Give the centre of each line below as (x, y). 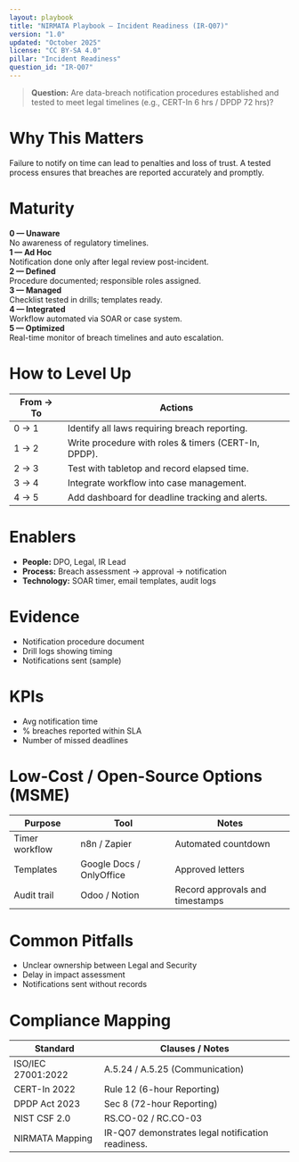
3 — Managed (36, 290)
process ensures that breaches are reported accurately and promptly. (137, 172)
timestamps (199, 901)
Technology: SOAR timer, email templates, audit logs (119, 580)
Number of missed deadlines (75, 740)
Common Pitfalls (72, 940)
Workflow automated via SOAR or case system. (96, 319)
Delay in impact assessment (74, 975)
